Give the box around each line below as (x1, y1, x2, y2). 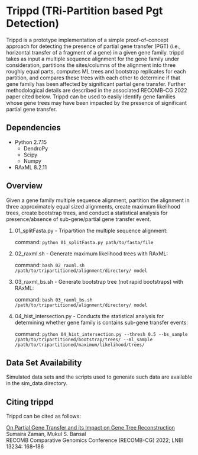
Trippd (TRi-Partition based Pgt (6, 4, 163, 18)
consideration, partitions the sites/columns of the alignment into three (6, 61, 176, 69)
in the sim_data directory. (6, 380, 68, 387)
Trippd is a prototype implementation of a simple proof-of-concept (6, 36, 168, 43)
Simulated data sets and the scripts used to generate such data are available (6, 373, 193, 380)
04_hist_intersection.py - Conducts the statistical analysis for (14, 312, 164, 319)
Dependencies (6, 123, 61, 133)
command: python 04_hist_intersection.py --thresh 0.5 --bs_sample (14, 330, 188, 337)
